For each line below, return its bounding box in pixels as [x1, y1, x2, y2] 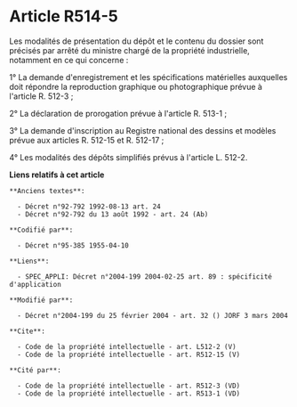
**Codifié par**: [9, 225, 74, 234]
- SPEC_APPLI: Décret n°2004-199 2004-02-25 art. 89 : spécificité [17, 272, 273, 281]
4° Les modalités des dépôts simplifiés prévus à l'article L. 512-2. [9, 151, 248, 162]
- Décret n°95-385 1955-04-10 [17, 240, 129, 250]
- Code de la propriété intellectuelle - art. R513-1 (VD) [17, 389, 241, 398]
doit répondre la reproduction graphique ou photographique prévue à [9, 81, 262, 92]
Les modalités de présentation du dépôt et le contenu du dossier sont [9, 36, 264, 46]
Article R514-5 [9, 6, 118, 27]
